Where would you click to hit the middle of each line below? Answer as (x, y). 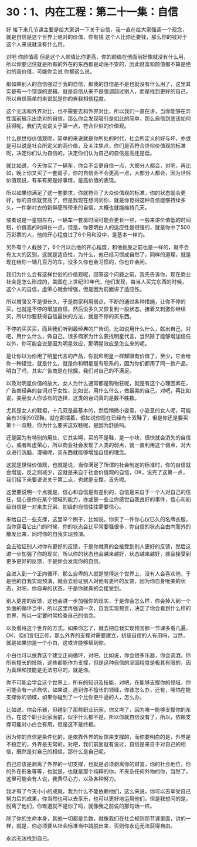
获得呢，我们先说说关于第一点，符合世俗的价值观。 (68, 126)
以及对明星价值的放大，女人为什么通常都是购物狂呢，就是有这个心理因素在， (98, 383)
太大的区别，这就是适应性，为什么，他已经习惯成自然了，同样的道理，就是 (101, 254)
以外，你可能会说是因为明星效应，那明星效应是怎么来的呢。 (78, 343)
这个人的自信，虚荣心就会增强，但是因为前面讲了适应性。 (75, 289)
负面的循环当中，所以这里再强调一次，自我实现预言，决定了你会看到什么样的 (98, 608)
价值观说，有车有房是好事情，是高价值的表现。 (62, 180)
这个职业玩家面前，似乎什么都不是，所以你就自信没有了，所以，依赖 (103, 717)
